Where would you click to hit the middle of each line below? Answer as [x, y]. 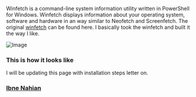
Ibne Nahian [24, 88]
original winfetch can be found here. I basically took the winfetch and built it [98, 27]
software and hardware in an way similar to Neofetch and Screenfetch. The [97, 21]
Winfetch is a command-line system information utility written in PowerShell [98, 9]
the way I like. [23, 34]
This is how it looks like [40, 60]
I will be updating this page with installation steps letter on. [77, 73]
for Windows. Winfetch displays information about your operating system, [96, 15]
